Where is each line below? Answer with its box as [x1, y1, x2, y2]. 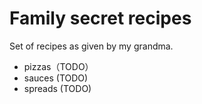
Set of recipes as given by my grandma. [9, 40, 174, 52]
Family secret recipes [9, 7, 192, 30]
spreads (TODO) [23, 82, 92, 94]
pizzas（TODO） [23, 60, 94, 72]
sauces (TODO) [23, 72, 89, 84]
